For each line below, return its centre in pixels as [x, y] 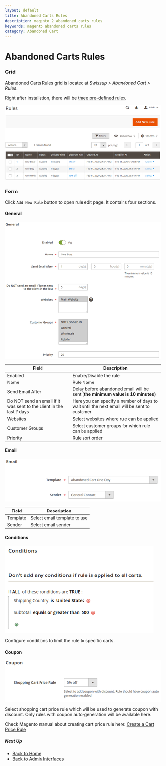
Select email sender [50, 525]
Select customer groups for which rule [111, 425]
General [14, 214]
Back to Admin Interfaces [38, 759]
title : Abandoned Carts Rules [36, 16]
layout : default [22, 10]
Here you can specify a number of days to [115, 401]
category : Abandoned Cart [32, 32]
